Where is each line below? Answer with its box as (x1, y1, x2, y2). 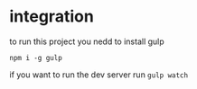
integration (9, 6, 95, 27)
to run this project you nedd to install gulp (9, 36, 164, 47)
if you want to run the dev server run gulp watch (9, 69, 188, 80)
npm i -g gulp (9, 53, 63, 62)
